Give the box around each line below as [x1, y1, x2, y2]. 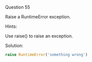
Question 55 [5, 4, 30, 10]
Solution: [5, 43, 23, 49]
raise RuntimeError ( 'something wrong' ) [5, 52, 88, 57]
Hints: [5, 23, 17, 29]
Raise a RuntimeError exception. [5, 14, 71, 19]
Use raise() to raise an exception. [5, 33, 73, 39]
